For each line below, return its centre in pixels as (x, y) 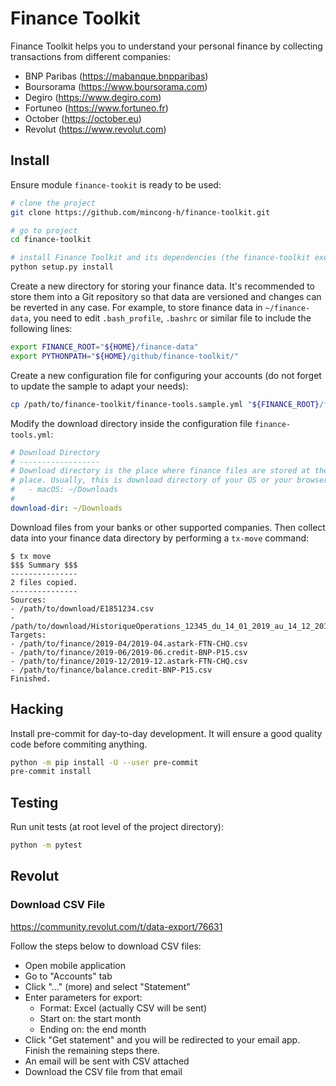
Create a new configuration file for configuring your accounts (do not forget (166, 375)
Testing (34, 802)
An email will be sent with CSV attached (107, 1061)
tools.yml (31, 435)
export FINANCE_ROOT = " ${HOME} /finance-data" (104, 347)
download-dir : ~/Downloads (66, 508)
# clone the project (53, 203)
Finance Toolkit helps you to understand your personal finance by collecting (166, 46)
